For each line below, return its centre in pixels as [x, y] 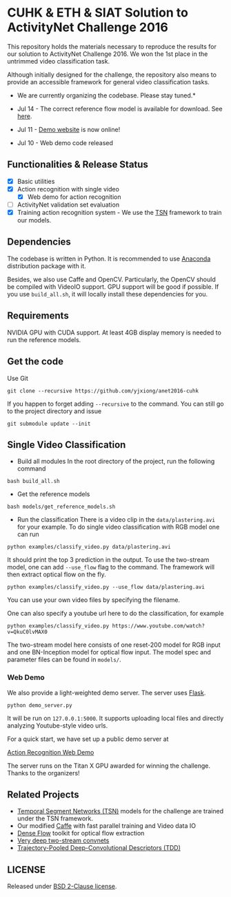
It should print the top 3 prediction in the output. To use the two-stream [108, 560]
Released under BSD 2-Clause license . [62, 887]
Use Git [18, 378]
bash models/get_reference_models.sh [61, 507]
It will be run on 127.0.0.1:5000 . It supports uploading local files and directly [115, 718]
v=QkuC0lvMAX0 [28, 632]
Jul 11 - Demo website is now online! [69, 129]
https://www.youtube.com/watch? [159, 626]
